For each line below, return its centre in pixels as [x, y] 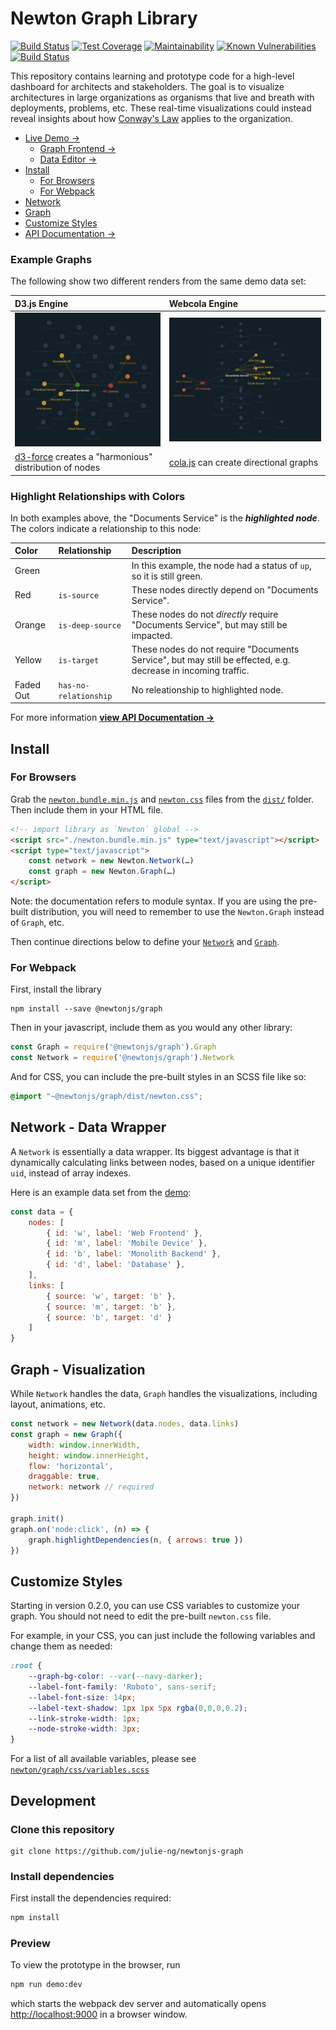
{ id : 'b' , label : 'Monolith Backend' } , [134, 1254]
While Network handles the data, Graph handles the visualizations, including [164, 1394]
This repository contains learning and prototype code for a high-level [152, 76]
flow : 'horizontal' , [71, 1466]
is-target [79, 661]
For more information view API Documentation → [112, 718]
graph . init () [37, 1518]
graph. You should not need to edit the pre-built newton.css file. [141, 1616]
